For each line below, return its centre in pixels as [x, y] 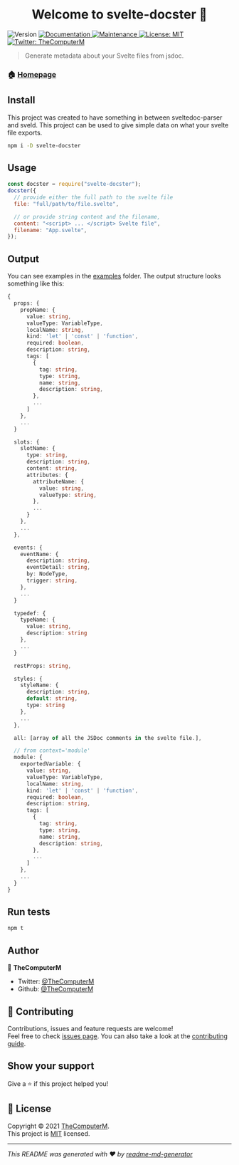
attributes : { [47, 475]
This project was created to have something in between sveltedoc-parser [115, 117]
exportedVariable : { [51, 764]
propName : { [38, 310]
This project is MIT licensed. [49, 1133]
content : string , [52, 469]
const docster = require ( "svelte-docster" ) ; [74, 184]
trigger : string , [52, 581]
